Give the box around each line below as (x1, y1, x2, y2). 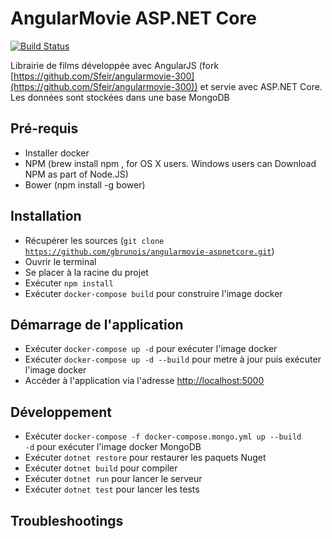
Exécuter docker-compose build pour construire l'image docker (24, 287, 283, 299)
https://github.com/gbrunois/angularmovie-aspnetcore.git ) (24, 245, 275, 257)
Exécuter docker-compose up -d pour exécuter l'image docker (24, 343, 278, 355)
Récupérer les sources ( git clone (24, 234, 165, 246)
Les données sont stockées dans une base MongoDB (10, 91, 230, 103)
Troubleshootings (10, 512, 124, 529)
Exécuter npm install (24, 277, 114, 289)
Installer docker (24, 147, 90, 159)
